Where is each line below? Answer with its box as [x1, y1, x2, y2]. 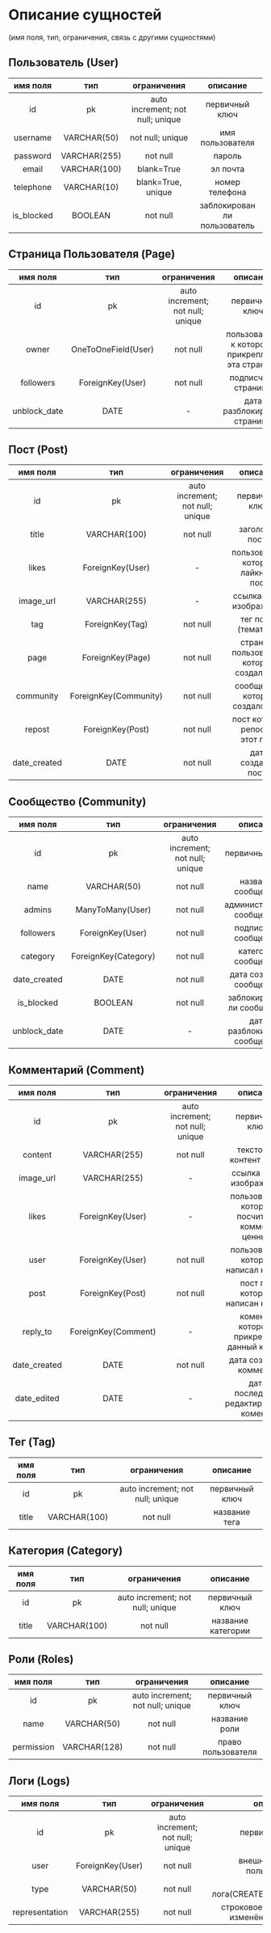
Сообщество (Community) [8, 795, 147, 808]
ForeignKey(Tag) [84, 618, 148, 630]
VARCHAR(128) [62, 1741, 123, 1753]
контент [229, 1154, 261, 1165]
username [13, 132, 52, 143]
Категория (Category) [8, 1544, 123, 1558]
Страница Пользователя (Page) [8, 247, 176, 261]
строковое [220, 1901, 263, 1913]
